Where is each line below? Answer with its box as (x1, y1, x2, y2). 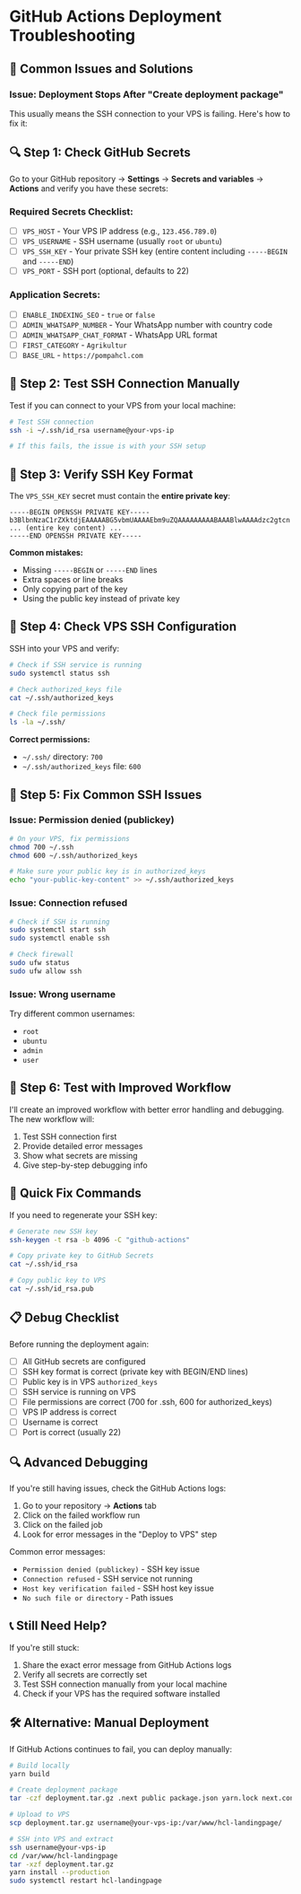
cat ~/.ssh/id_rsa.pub (9, 1285, 94, 1293)
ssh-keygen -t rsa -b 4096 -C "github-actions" (9, 1235, 191, 1244)
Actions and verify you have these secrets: (9, 182, 168, 194)
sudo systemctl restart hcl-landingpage (9, 1876, 163, 1886)
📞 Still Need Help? (9, 1618, 107, 1634)
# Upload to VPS (9, 1811, 70, 1819)
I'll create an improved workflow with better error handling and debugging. (9, 1104, 285, 1115)
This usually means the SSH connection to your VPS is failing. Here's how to (9, 108, 291, 118)
